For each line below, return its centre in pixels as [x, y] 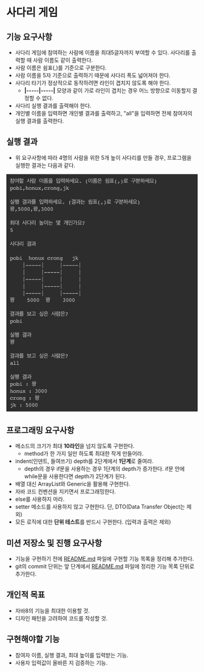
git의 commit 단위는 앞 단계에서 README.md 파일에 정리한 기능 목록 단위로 [105, 566]
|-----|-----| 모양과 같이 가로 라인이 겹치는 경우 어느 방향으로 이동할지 [107, 91]
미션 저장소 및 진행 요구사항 [54, 543]
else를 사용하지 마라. [40, 499]
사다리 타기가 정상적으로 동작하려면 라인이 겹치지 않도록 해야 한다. [93, 83]
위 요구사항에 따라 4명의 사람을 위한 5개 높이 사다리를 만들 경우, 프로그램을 [103, 157]
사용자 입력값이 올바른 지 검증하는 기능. [61, 662]
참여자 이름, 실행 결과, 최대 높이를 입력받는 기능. [72, 655]
